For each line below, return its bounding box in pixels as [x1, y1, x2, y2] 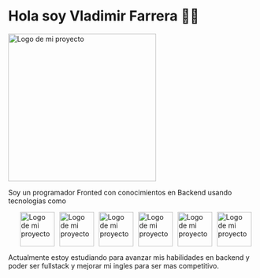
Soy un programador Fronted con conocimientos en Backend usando [8, 187, 232, 197]
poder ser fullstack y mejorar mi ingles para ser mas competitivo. [8, 261, 219, 270]
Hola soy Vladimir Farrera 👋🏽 [8, 7, 199, 25]
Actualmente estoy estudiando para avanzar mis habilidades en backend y [8, 252, 250, 262]
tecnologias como [8, 196, 67, 206]
